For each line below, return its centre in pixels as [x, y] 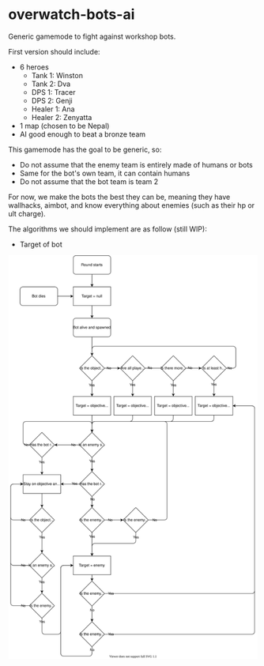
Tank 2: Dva [51, 84]
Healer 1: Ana [53, 109]
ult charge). [27, 213]
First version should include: [54, 51]
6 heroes [34, 67]
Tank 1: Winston [57, 75]
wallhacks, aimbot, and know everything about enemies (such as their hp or [132, 205]
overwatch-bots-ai [72, 15]
